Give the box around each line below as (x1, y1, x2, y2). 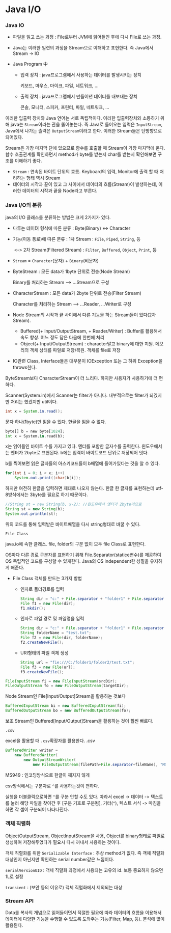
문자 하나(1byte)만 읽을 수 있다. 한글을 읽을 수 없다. (5, 419, 106, 425)
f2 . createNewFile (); (20, 640, 64, 645)
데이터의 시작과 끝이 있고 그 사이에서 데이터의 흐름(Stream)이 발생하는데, (12, 181, 158, 187)
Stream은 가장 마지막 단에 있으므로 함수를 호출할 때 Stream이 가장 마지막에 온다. (5, 145, 165, 151)
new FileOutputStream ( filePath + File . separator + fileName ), (32, 762, 158, 767)
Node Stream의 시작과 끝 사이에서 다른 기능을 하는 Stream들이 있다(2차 (12, 312, 156, 318)
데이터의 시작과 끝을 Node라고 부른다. (22, 187, 98, 194)
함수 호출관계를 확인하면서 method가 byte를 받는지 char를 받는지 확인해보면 (5, 151, 157, 157)
